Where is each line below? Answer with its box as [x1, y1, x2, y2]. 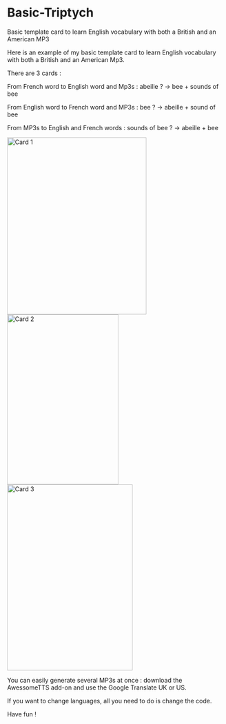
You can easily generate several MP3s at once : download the [7, 676, 183, 684]
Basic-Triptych [7, 5, 94, 21]
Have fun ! [7, 710, 37, 718]
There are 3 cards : [7, 69, 62, 77]
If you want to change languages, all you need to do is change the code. [7, 696, 212, 705]
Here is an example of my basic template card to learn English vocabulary [7, 48, 216, 56]
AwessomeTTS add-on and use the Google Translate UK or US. [7, 683, 187, 692]
